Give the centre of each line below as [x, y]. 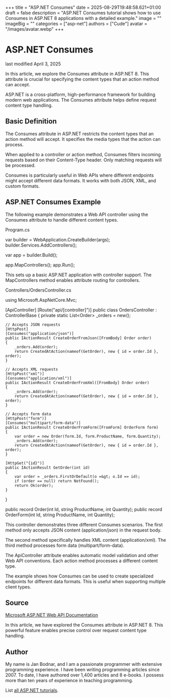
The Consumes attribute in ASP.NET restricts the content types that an [80, 134]
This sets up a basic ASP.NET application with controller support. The [78, 275]
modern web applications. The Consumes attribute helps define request [81, 100]
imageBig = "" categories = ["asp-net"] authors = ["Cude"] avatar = [76, 23]
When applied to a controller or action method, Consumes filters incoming [83, 154]
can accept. [18, 84]
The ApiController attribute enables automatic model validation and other [82, 555]
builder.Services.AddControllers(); [41, 245]
